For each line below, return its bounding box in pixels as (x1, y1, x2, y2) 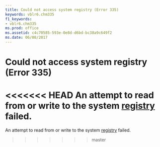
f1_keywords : (5, 16, 32, 21)
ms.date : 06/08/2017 (5, 35, 48, 40)
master (91, 137, 106, 143)
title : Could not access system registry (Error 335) (5, 7, 119, 12)
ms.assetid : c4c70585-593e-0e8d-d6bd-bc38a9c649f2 (5, 30, 112, 35)
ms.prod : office (5, 26, 39, 31)
